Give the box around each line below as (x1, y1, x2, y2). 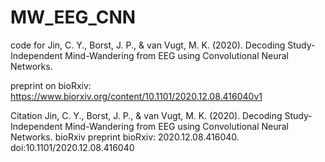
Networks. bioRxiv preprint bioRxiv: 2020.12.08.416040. (10, 131, 240, 143)
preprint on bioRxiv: (10, 79, 92, 91)
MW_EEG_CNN (10, 6, 137, 29)
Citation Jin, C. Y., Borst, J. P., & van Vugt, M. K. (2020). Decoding (10, 109, 283, 121)
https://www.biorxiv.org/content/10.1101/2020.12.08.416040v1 (10, 90, 263, 102)
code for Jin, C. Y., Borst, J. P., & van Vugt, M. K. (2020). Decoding (10, 39, 286, 51)
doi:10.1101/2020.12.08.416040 (10, 141, 135, 153)
